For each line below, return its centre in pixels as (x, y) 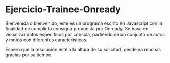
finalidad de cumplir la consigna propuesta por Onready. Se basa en (77, 28)
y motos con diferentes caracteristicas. (46, 40)
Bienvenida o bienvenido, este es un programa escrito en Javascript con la (84, 23)
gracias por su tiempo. (29, 55)
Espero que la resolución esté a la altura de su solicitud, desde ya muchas (83, 49)
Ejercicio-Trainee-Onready (63, 9)
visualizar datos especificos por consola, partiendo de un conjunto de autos (85, 34)
